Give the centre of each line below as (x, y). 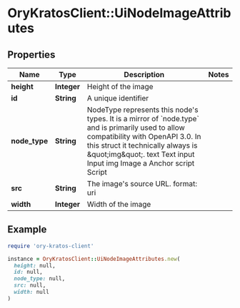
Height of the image (120, 87)
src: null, (30, 286)
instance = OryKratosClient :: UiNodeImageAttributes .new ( (94, 259)
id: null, (28, 272)
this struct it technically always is (142, 145)
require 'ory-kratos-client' (51, 246)
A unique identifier (118, 98)
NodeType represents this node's (142, 110)
